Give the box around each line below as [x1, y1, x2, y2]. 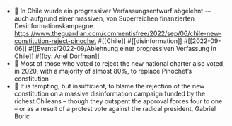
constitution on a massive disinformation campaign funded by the [13, 89, 206, 98]
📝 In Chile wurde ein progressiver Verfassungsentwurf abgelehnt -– [13, 7, 211, 15]
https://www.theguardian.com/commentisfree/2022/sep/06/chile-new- [13, 29, 222, 38]
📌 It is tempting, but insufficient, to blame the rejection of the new [13, 82, 205, 90]
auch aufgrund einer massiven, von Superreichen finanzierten [13, 14, 195, 23]
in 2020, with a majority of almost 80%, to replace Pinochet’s [13, 67, 192, 75]
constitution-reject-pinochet [13, 37, 97, 45]
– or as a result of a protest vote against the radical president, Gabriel [13, 105, 216, 113]
